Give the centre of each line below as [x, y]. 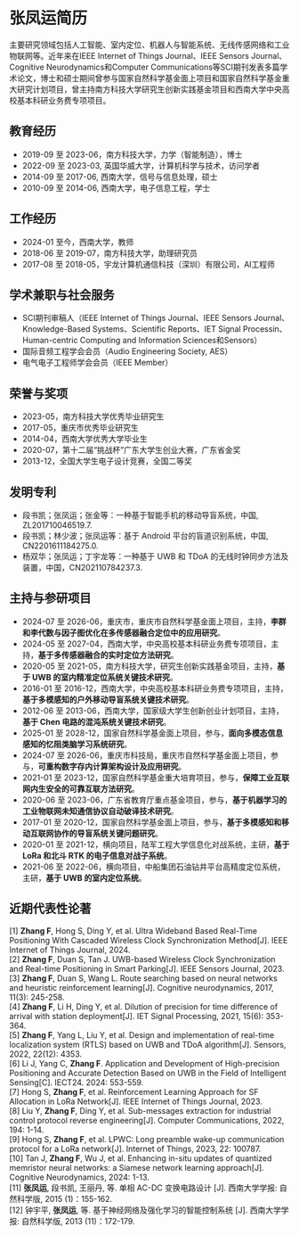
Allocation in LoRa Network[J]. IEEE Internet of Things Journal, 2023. [136, 1101]
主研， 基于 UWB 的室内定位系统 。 [84, 877]
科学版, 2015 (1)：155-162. [65, 1198]
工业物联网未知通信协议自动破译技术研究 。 [100, 811]
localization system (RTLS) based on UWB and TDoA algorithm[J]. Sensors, [148, 1044]
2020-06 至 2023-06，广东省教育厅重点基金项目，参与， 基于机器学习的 [154, 800]
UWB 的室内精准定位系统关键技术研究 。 [105, 677]
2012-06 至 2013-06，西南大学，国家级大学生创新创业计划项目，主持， [153, 711]
